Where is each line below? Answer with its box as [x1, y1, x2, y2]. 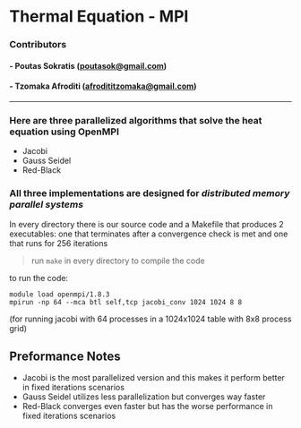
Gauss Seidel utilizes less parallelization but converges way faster [21, 391, 266, 402]
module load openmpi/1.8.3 [9, 289, 110, 299]
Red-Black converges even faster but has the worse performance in [21, 401, 273, 412]
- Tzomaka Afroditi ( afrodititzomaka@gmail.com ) [9, 81, 197, 91]
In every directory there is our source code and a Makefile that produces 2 [9, 218, 284, 229]
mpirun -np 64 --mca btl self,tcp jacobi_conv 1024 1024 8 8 [9, 297, 243, 306]
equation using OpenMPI [9, 125, 119, 138]
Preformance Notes [9, 348, 121, 364]
